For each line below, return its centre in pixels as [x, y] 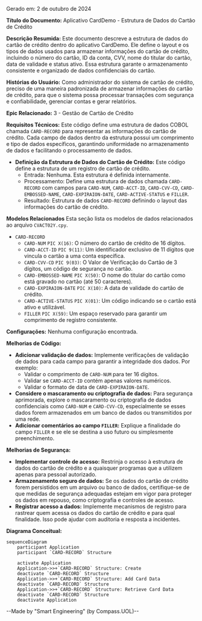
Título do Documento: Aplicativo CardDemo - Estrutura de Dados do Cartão [101, 20]
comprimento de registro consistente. [71, 320]
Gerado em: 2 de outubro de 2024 [49, 9]
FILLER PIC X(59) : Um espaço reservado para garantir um [95, 314]
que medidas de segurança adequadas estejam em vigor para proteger [103, 493]
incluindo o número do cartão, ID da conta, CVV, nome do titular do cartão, [99, 58]
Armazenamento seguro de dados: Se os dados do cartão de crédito [102, 481]
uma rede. [28, 419]
